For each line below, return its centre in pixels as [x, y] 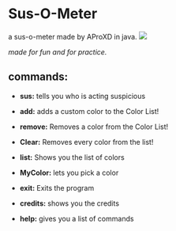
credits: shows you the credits [69, 203]
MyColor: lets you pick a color [69, 172]
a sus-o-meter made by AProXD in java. [73, 36]
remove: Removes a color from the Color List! [94, 127]
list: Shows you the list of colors [72, 157]
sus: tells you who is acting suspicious [82, 96]
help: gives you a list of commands [77, 218]
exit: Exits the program [57, 187]
